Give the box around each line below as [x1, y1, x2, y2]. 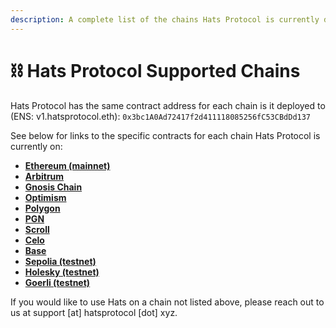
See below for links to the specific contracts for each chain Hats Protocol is [10, 129, 321, 141]
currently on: [10, 140, 63, 152]
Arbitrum [24, 170, 65, 182]
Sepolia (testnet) [24, 255, 97, 267]
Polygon [24, 202, 61, 214]
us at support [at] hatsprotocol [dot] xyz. [10, 306, 178, 318]
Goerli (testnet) [24, 276, 91, 288]
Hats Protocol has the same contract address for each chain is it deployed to [10, 99, 326, 111]
